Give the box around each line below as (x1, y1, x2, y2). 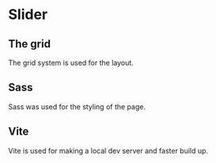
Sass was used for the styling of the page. (8, 101, 146, 112)
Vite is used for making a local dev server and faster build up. (8, 146, 208, 155)
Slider (8, 6, 48, 24)
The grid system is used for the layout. (8, 58, 135, 67)
